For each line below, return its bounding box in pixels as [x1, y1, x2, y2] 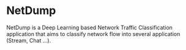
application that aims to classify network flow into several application [6, 30, 180, 37]
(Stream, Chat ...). [6, 37, 51, 44]
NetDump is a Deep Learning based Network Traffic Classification [6, 24, 173, 31]
